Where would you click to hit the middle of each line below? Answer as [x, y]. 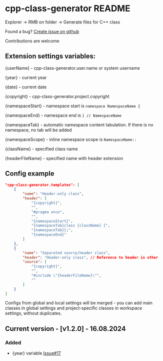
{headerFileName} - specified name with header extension [64, 158]
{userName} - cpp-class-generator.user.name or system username [72, 68]
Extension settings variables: [51, 56]
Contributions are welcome [32, 41]
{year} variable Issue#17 [36, 353]
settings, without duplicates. [33, 313]
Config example [30, 174]
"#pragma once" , [48, 212]
